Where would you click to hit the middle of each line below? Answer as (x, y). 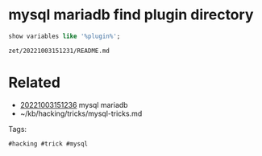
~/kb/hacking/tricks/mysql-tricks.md (81, 113)
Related (34, 83)
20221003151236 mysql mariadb (74, 105)
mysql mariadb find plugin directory (131, 15)
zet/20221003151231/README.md (59, 51)
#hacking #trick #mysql (48, 144)
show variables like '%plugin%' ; (64, 36)
